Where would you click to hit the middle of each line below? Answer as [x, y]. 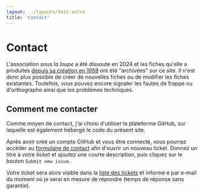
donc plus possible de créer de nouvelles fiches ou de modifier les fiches [98, 77]
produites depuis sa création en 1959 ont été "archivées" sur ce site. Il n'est [101, 71]
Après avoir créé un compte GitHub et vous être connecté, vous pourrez [96, 142]
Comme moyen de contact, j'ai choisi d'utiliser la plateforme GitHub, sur [96, 124]
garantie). [18, 186]
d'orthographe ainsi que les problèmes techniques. [70, 90]
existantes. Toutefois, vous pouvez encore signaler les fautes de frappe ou [99, 84]
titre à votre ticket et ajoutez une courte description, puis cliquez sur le [95, 154]
